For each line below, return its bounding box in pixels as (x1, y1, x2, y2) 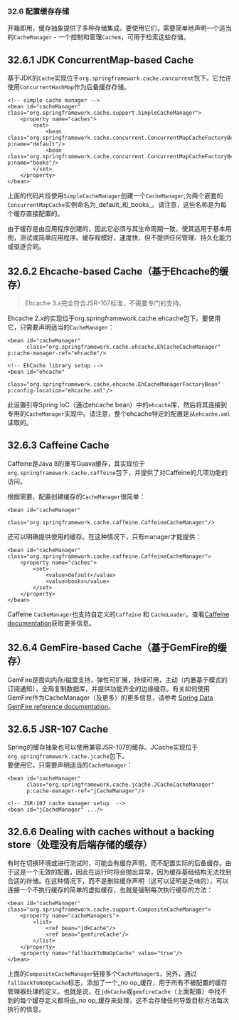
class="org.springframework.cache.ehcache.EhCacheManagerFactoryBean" (7, 380, 221, 388)
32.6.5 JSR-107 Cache (7, 723, 109, 735)
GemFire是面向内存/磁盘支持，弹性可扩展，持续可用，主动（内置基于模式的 (7, 675, 228, 684)
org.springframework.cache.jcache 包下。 (7, 752, 129, 760)
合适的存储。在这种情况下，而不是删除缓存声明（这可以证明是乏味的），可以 (7, 877, 229, 885)
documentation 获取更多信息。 (7, 618, 96, 627)
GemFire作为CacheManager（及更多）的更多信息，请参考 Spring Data (7, 693, 213, 702)
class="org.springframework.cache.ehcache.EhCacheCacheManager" (26, 343, 221, 350)
